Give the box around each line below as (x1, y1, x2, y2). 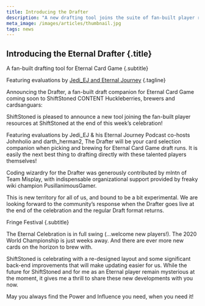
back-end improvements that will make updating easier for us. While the (6, 262, 187, 269)
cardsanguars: (6, 101, 43, 109)
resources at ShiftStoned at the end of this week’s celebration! (6, 119, 163, 127)
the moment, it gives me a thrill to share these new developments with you (6, 275, 193, 282)
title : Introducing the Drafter (6, 9, 88, 15)
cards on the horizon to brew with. (6, 243, 93, 251)
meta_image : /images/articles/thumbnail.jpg (6, 20, 121, 26)
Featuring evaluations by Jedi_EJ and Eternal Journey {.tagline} (6, 77, 166, 84)
